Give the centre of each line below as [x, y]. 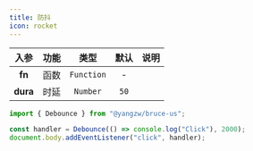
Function [88, 74]
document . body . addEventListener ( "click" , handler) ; [107, 138]
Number [88, 91]
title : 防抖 [30, 17]
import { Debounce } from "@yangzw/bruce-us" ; [97, 113]
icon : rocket [34, 26]
